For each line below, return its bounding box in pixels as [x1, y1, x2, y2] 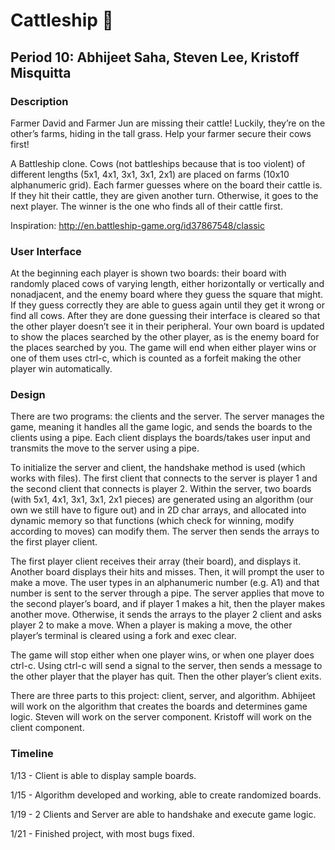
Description [10, 94, 69, 108]
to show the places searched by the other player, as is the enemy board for [10, 331, 320, 343]
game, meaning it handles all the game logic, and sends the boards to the [10, 421, 313, 433]
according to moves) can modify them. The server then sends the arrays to [10, 525, 320, 538]
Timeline [10, 747, 54, 761]
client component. [10, 722, 85, 734]
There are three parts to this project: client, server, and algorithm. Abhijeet [10, 690, 316, 702]
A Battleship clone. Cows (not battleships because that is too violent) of [10, 157, 306, 169]
